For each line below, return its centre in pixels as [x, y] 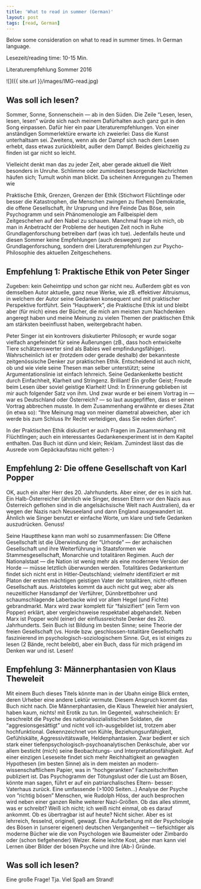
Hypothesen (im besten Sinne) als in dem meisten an [71, 764]
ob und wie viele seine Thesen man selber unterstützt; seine [80, 368]
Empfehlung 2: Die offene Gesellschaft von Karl [97, 469]
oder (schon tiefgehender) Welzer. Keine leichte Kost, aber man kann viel [96, 840]
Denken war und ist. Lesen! [40, 650]
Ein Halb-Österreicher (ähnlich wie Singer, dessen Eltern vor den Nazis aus [99, 498]
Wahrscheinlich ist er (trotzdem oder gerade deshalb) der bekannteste [93, 355]
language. [19, 46]
